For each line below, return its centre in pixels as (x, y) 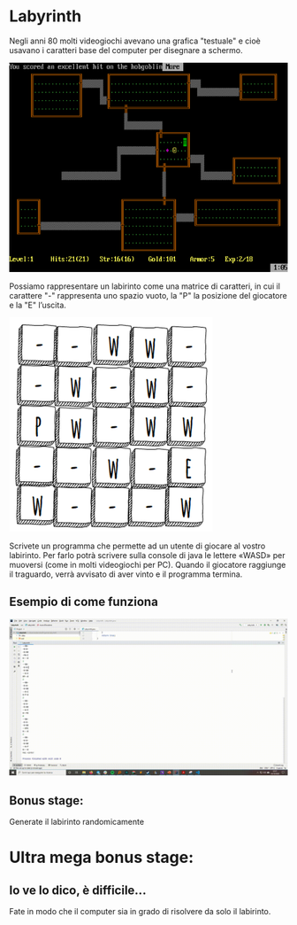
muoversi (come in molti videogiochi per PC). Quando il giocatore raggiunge (148, 564)
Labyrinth (46, 16)
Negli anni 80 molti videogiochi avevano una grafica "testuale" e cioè (135, 41)
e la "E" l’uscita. (38, 305)
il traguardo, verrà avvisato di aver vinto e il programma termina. (126, 574)
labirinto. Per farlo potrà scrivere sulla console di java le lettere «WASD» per (147, 555)
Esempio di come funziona (84, 602)
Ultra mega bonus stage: (102, 858)
